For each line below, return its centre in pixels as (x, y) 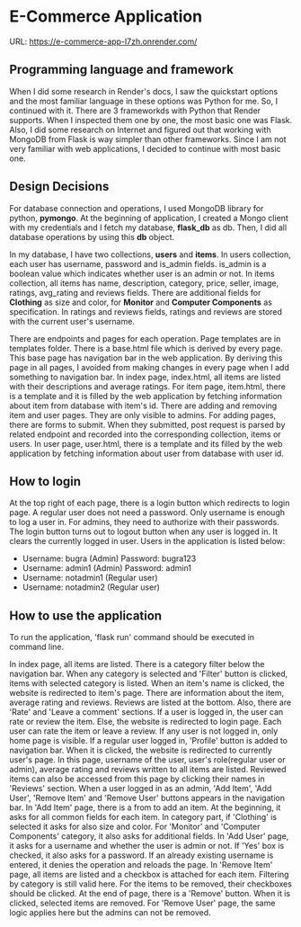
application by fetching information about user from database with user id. (147, 453)
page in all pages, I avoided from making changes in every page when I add (149, 367)
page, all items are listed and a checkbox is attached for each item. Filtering (149, 875)
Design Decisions (59, 187)
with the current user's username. (72, 321)
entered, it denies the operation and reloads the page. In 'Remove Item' (141, 865)
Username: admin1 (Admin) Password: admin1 (106, 568)
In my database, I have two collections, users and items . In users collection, (150, 254)
